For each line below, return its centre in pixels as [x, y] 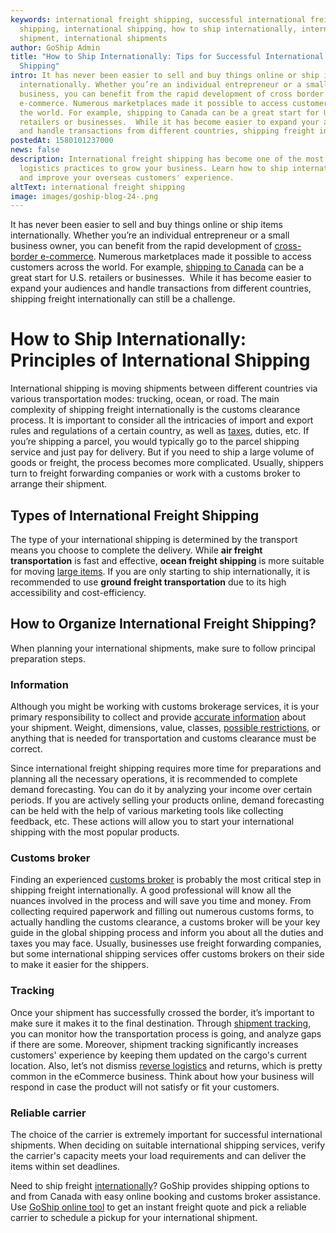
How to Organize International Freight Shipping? [163, 624]
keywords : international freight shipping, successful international [158, 19]
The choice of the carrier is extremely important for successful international [166, 1134]
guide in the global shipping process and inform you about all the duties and [167, 933]
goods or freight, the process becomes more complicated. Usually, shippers [167, 463]
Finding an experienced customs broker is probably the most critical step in [166, 880]
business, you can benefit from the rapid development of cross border [172, 94]
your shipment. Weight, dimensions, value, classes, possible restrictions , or [165, 728]
